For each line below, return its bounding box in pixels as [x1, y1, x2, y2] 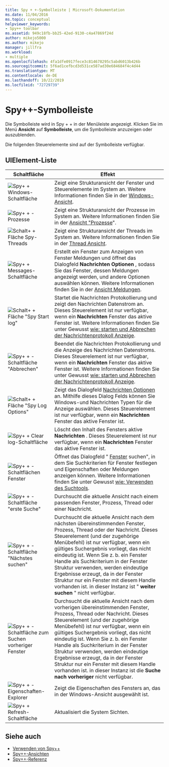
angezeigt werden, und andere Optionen [54, 273, 150, 281]
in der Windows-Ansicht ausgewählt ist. [54, 691, 149, 698]
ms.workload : [5, 49, 33, 54]
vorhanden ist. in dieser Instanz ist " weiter [54, 583, 156, 590]
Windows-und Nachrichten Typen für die [54, 399, 152, 406]
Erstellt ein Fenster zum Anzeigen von [54, 248, 144, 255]
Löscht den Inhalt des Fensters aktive [54, 426, 143, 433]
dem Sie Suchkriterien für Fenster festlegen [54, 460, 157, 467]
